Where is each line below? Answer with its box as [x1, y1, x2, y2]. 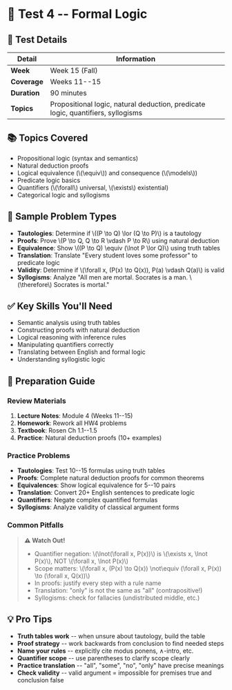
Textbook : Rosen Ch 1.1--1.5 [17, 426, 98, 435]
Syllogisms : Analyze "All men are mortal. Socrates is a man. [17, 273, 188, 282]
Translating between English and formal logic [17, 348, 146, 356]
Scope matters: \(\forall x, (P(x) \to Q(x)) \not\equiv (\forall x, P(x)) [34, 564, 222, 572]
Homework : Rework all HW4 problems [17, 419, 127, 427]
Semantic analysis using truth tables [17, 319, 121, 327]
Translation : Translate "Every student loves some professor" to [17, 251, 198, 259]
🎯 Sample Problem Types [7, 210, 117, 223]
